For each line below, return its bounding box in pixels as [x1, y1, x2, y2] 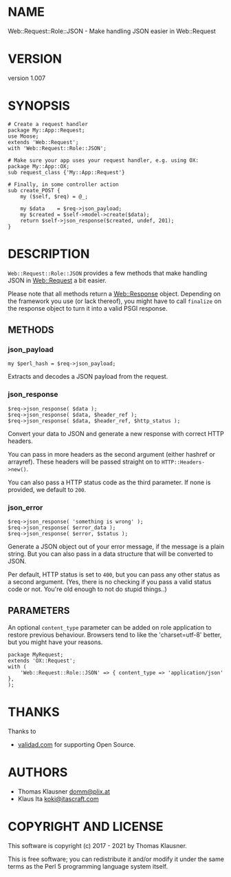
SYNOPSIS [8, 98, 71, 114]
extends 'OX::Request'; [8, 657, 76, 664]
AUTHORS [8, 764, 68, 780]
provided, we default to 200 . [8, 485, 87, 493]
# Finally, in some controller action [8, 180, 119, 188]
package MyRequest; [8, 651, 64, 658]
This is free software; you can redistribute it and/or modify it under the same [8, 855, 224, 863]
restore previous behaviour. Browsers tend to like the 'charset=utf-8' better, [8, 630, 222, 639]
